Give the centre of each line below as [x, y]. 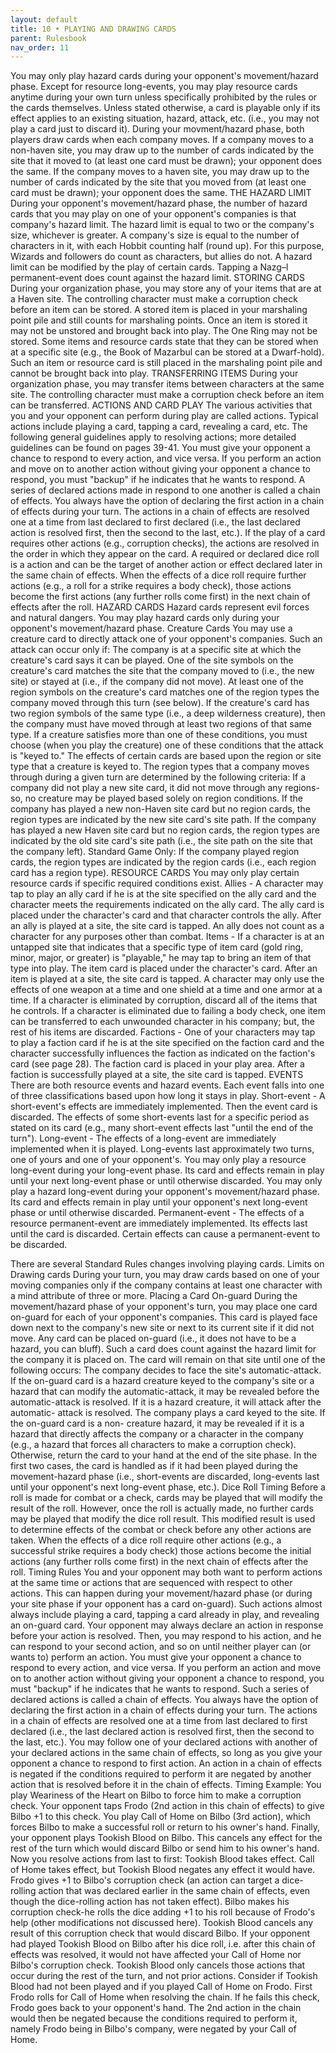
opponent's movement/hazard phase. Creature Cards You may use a [151, 628]
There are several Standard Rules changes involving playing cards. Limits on [167, 1264]
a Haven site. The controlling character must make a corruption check [154, 299]
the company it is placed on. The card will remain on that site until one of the [168, 1360]
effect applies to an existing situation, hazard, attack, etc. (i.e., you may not [165, 118]
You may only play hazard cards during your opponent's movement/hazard [164, 76]
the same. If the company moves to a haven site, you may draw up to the [160, 172]
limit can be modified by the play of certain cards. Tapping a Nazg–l [149, 267]
